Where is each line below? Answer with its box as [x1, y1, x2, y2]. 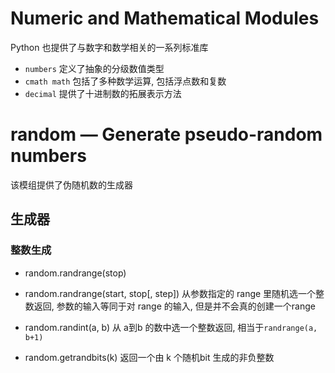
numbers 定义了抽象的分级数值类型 [24, 62, 165, 74]
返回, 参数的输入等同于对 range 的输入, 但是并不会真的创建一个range [33, 300, 316, 312]
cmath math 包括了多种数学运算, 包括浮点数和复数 [24, 75, 227, 87]
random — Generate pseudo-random [10, 123, 323, 146]
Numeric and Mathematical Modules [10, 7, 320, 30]
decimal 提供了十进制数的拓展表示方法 [24, 87, 182, 99]
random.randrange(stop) [24, 267, 127, 279]
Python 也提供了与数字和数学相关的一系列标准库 [10, 41, 209, 53]
